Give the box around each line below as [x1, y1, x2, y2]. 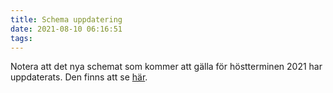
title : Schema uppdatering [10, 14, 123, 25]
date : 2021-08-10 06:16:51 [10, 24, 123, 34]
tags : [10, 33, 33, 43]
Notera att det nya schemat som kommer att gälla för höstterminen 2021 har [10, 61, 323, 73]
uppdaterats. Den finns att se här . [10, 71, 148, 83]
